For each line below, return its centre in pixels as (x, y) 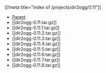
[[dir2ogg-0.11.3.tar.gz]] (36, 38)
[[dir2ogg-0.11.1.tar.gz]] (35, 28)
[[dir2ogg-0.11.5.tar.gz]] (36, 49)
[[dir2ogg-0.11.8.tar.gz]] (36, 65)
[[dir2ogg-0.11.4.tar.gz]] (36, 44)
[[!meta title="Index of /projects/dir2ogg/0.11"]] (53, 7)
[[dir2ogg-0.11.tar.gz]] (34, 22)
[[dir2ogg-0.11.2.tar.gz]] (36, 33)
